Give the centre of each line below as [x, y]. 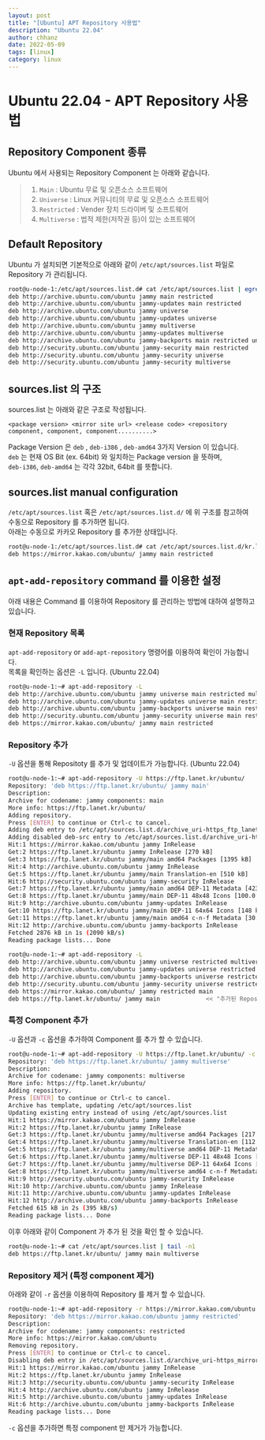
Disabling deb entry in [47, 1361]
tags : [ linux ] [32, 52]
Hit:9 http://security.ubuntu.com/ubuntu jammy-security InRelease [121, 1179]
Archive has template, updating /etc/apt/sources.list [100, 1105]
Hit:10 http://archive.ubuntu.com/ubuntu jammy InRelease [105, 1186]
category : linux [35, 60]
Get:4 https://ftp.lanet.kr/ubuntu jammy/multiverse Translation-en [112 [132, 1142]
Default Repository [56, 244]
